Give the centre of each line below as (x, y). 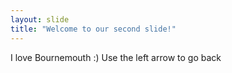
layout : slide (40, 19)
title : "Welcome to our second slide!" (93, 29)
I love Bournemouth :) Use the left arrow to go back (116, 57)
